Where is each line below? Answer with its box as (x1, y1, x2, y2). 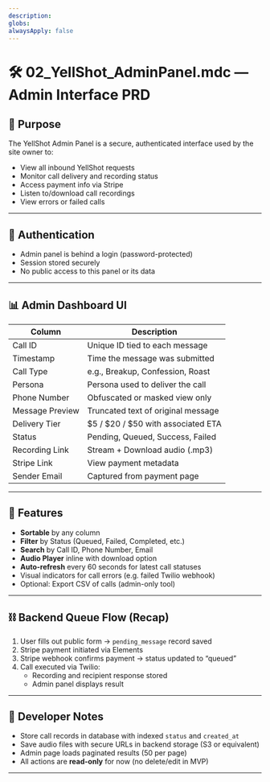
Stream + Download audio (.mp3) (87, 444, 213, 455)
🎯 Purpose (8, 117, 62, 131)
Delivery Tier (12, 418, 61, 429)
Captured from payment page (87, 471, 199, 481)
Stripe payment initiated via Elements (19, 644, 143, 654)
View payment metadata (87, 458, 179, 468)
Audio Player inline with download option (19, 553, 157, 563)
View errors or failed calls (19, 197, 105, 207)
